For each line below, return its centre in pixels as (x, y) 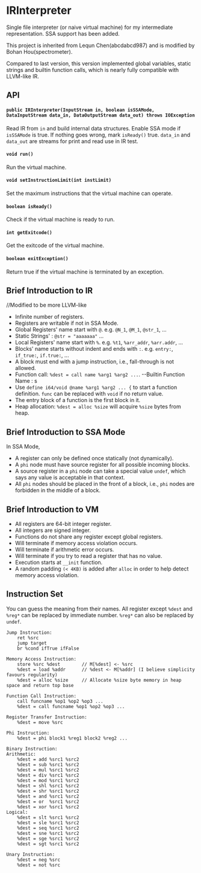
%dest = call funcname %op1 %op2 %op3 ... (71, 706)
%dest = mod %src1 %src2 (48, 780)
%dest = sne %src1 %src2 (48, 833)
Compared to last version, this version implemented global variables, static (99, 63)
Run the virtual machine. (36, 167)
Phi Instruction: (28, 733)
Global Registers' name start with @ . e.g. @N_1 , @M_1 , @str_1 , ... (91, 330)
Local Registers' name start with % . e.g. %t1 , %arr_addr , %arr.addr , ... (99, 342)
